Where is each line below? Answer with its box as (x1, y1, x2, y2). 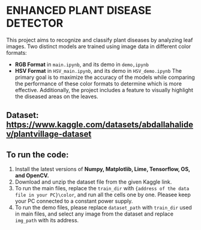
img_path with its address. (14, 217, 79, 224)
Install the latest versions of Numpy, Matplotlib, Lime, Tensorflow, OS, (14, 166, 190, 173)
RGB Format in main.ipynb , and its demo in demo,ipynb (14, 61, 149, 68)
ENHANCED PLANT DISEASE (6, 4, 152, 17)
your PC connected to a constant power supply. (14, 197, 133, 205)
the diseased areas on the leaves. (14, 93, 98, 100)
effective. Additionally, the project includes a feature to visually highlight (14, 86, 194, 93)
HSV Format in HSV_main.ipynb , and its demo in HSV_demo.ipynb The (14, 67, 182, 74)
